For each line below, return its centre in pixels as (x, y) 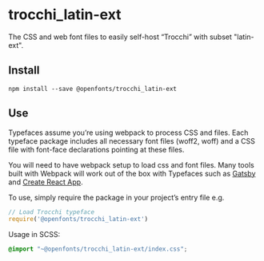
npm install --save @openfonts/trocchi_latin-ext (93, 89)
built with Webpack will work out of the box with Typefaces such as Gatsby (132, 173)
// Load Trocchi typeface (51, 212)
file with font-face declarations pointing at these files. (96, 149)
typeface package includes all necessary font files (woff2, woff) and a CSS (132, 140)
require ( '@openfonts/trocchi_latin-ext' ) (78, 219)
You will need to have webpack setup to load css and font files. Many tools (131, 164)
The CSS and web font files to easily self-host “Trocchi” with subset (120, 37)
